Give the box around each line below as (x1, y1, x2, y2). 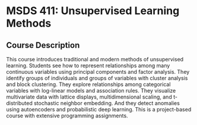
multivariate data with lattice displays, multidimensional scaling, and (6, 93, 172, 100)
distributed (6, 100, 33, 107)
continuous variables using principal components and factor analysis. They (6, 68, 190, 75)
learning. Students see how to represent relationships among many (6, 62, 170, 69)
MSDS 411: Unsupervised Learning (6, 4, 180, 18)
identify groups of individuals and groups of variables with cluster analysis (6, 75, 188, 81)
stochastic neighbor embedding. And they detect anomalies (33, 100, 180, 107)
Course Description (6, 40, 80, 50)
